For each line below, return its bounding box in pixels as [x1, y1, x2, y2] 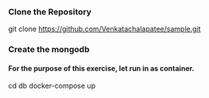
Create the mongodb [8, 44, 90, 55]
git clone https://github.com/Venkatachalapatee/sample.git [8, 24, 201, 34]
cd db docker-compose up [8, 81, 96, 91]
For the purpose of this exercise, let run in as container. [8, 63, 195, 73]
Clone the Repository [8, 6, 92, 17]
